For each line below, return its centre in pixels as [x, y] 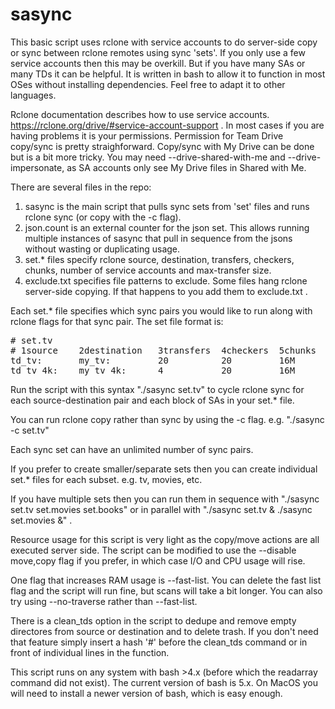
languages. [33, 95]
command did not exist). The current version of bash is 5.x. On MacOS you [164, 682]
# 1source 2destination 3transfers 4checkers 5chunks [163, 350]
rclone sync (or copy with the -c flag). [103, 217]
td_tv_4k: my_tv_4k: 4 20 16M [153, 370]
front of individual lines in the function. [90, 652]
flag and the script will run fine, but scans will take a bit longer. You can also [166, 590]
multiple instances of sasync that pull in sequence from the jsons [158, 238]
